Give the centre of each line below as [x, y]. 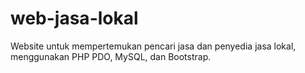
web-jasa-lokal [74, 18]
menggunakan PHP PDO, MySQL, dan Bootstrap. [111, 56]
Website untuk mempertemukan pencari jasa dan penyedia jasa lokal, [153, 46]
